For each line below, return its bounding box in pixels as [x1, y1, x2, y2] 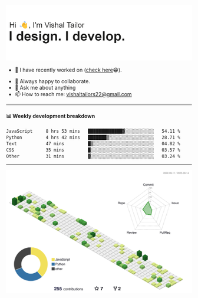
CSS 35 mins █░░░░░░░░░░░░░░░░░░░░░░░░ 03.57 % [6, 147, 181, 153]
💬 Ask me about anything [14, 84, 76, 91]
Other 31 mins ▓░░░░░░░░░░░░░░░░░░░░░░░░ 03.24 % [6, 153, 181, 159]
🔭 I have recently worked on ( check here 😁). [14, 67, 122, 74]
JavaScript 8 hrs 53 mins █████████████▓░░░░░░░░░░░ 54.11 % [6, 129, 181, 135]
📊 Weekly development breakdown [6, 112, 95, 119]
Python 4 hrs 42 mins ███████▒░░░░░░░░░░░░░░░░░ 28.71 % [6, 135, 181, 140]
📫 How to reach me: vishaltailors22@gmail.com [14, 91, 132, 98]
